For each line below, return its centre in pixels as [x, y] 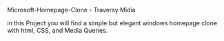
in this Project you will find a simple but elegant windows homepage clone [112, 23]
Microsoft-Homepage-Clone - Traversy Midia [71, 10]
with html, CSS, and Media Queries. [58, 30]
